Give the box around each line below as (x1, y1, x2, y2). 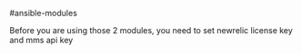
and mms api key (9, 35, 74, 45)
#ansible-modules (9, 8, 77, 18)
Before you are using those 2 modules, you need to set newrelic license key (9, 25, 293, 35)
